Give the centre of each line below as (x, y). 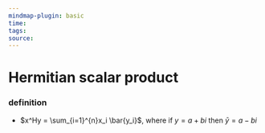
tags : (17, 30)
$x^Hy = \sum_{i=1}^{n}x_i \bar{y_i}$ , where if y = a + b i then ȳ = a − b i (138, 120)
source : (21, 38)
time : (17, 23)
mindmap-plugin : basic (46, 16)
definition (28, 103)
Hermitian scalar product (94, 78)
